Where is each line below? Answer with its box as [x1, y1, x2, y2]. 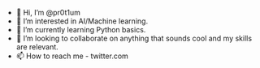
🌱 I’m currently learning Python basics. [15, 25, 146, 34]
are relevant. [15, 42, 58, 52]
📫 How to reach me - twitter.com [15, 51, 128, 61]
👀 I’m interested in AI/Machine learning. [15, 16, 149, 26]
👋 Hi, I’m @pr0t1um [15, 8, 81, 17]
